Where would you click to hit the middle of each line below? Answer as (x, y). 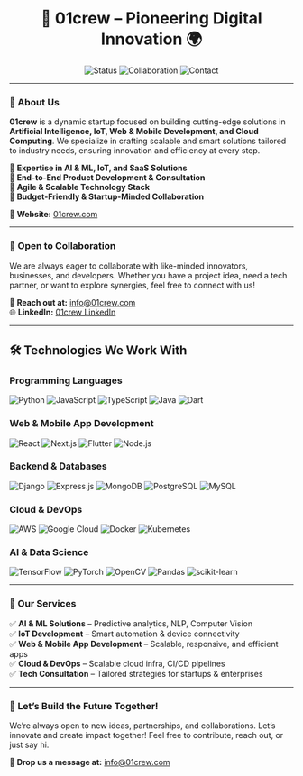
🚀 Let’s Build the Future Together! (84, 706)
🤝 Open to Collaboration (63, 246)
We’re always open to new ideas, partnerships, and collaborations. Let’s (142, 726)
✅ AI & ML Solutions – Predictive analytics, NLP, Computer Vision (131, 623)
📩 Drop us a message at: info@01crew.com (90, 762)
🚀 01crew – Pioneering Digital (151, 18)
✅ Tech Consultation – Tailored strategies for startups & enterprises (136, 673)
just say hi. (29, 744)
